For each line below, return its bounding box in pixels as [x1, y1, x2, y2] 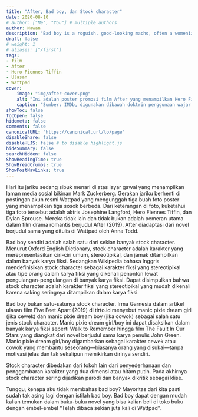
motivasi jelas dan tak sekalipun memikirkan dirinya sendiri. [6, 350, 150, 357]
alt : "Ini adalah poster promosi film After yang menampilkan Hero [16, 96, 186, 102]
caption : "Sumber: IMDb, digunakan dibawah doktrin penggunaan [16, 101, 176, 108]
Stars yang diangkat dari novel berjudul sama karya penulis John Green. [6, 332, 181, 339]
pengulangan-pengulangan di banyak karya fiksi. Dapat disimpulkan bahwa [6, 276, 190, 283]
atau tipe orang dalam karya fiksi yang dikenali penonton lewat [6, 270, 158, 277]
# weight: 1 [6, 42, 35, 48]
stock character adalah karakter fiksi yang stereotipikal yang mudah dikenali [6, 283, 191, 289]
